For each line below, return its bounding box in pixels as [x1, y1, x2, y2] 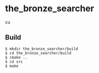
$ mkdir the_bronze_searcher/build [5, 46, 78, 51]
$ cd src [5, 59, 23, 64]
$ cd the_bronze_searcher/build [5, 50, 71, 55]
